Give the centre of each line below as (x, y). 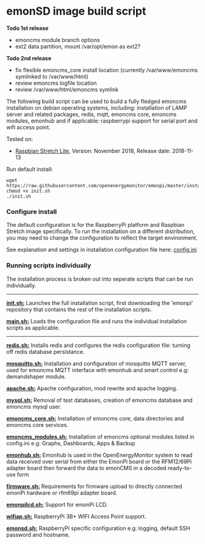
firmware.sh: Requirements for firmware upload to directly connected (94, 486)
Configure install (32, 212)
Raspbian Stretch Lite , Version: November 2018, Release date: (93, 151)
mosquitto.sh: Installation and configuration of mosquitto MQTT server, (96, 363)
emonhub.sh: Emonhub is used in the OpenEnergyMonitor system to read (99, 455)
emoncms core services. (38, 424)
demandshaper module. (36, 376)
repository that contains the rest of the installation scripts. (79, 309)
